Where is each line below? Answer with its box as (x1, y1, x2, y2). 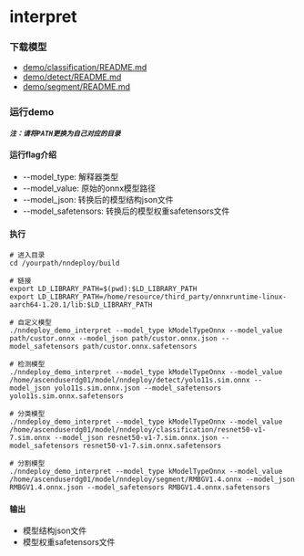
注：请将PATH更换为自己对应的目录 (9, 129, 121, 138)
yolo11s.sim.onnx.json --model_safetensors (54, 383, 222, 393)
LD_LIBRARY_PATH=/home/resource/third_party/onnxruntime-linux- (37, 292, 287, 302)
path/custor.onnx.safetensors (82, 342, 198, 351)
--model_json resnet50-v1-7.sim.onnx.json (54, 434, 218, 443)
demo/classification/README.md (22, 62, 147, 73)
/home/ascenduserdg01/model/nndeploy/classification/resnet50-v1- (9, 425, 267, 435)
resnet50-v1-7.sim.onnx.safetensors (82, 441, 222, 451)
